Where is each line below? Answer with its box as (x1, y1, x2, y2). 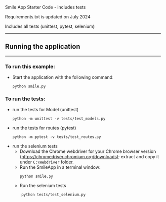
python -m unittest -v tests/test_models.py (12, 116, 106, 121)
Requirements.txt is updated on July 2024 (5, 14, 90, 19)
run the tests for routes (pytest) (12, 125, 77, 131)
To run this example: (5, 63, 55, 70)
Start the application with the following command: (12, 74, 114, 80)
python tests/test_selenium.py (21, 192, 86, 198)
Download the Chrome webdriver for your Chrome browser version (19, 148, 156, 154)
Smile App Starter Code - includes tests (5, 4, 86, 10)
